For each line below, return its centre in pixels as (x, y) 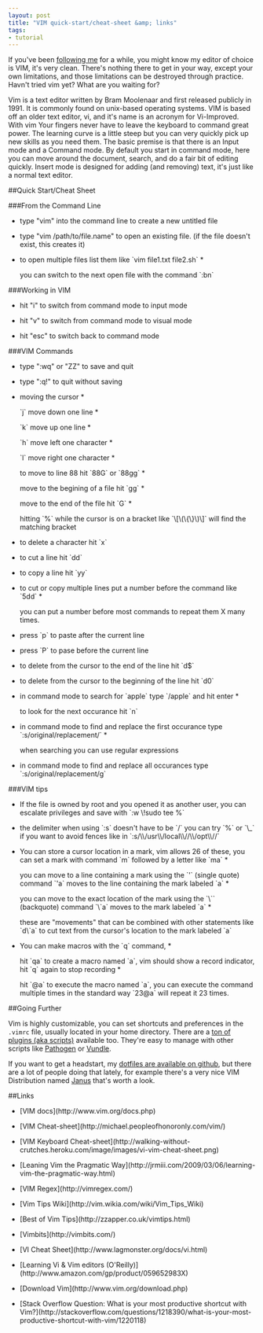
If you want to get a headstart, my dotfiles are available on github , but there (130, 1064)
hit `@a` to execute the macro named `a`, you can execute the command (136, 985)
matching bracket (48, 527)
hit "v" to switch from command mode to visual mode (106, 321)
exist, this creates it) (52, 245)
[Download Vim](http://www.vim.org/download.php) (104, 1289)
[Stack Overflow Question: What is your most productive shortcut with (133, 1304)
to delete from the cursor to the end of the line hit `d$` (107, 666)
